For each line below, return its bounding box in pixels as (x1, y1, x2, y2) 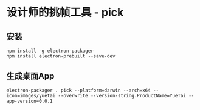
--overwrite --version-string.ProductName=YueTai (58, 92, 187, 99)
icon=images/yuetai (6, 92, 56, 99)
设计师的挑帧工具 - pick (6, 5, 124, 19)
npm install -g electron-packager (6, 48, 94, 54)
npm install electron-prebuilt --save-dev (6, 53, 116, 59)
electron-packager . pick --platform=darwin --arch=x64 (6, 87, 151, 94)
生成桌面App (6, 71, 55, 82)
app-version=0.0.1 (6, 98, 53, 104)
